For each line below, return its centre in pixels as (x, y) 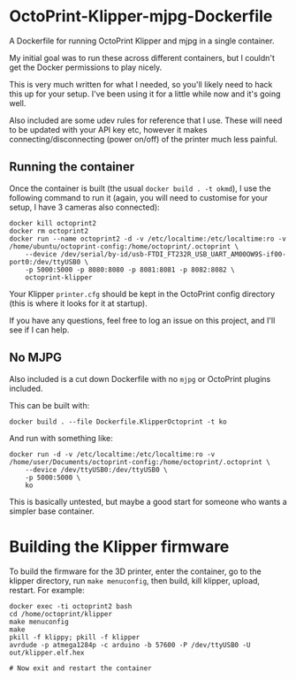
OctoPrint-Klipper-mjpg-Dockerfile (141, 16)
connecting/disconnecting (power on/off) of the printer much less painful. (144, 139)
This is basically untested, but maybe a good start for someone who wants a (148, 501)
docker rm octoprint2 (49, 231)
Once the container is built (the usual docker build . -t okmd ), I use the (140, 188)
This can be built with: (49, 405)
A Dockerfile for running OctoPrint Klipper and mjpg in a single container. (142, 41)
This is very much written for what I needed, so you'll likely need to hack (141, 84)
